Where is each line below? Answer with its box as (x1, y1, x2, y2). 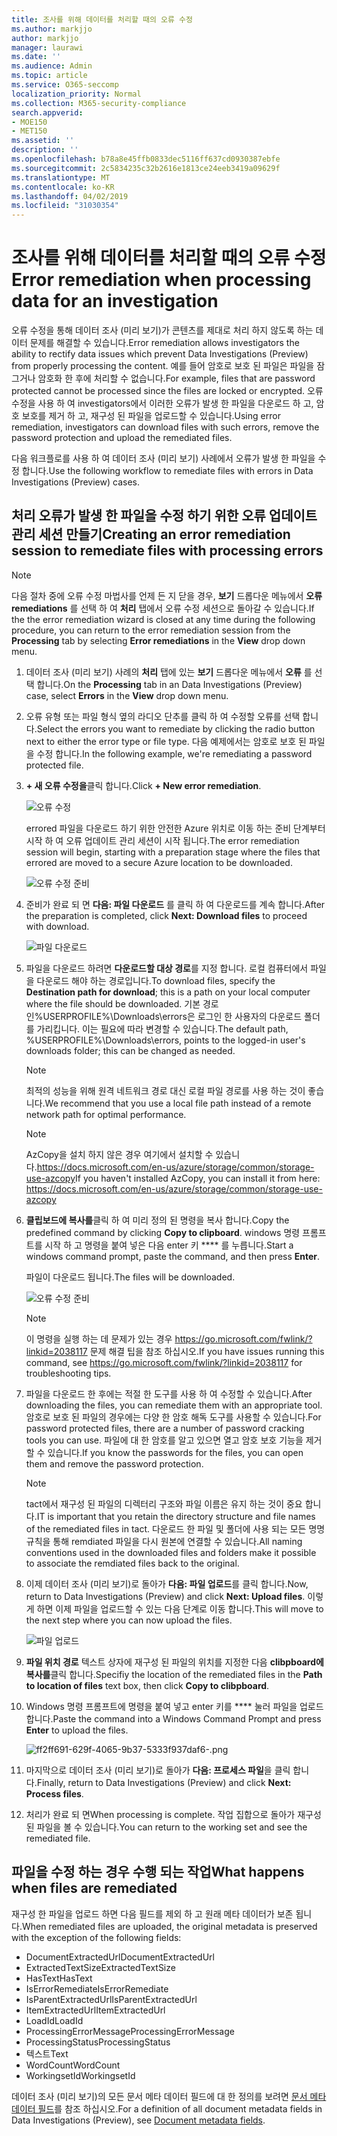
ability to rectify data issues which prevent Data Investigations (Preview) (11, 348, 309, 360)
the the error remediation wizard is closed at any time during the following (11, 613, 316, 625)
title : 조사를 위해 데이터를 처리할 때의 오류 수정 (11, 14, 193, 25)
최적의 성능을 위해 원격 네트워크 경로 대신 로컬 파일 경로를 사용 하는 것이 (25, 1084, 306, 1096)
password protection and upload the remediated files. (11, 432, 233, 444)
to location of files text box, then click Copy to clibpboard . (25, 1679, 270, 1691)
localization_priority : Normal (11, 89, 142, 99)
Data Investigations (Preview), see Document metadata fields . (11, 2114, 266, 2126)
